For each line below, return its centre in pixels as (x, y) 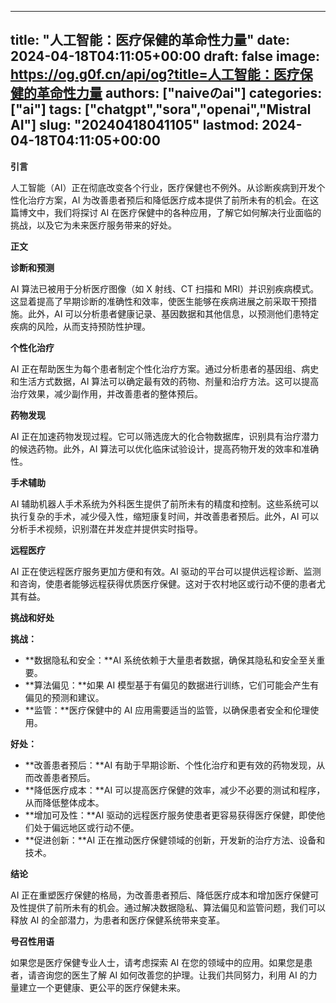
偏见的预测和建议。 (64, 697)
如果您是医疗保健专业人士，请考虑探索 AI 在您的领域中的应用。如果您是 (157, 962)
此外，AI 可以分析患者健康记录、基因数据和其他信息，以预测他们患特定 (173, 313)
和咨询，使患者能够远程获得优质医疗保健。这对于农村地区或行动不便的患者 (163, 583)
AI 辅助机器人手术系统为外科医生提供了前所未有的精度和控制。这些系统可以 (165, 503)
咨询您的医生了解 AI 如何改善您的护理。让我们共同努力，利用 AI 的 (172, 975)
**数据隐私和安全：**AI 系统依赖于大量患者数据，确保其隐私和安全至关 (170, 660)
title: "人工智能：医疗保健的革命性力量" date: (150, 40)
